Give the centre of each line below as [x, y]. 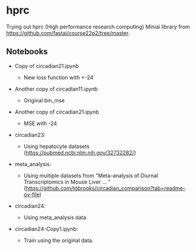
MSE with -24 [40, 123]
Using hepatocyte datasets [57, 146]
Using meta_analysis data [55, 217]
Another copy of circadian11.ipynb [56, 89]
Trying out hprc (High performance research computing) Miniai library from [98, 27]
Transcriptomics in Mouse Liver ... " [67, 182]
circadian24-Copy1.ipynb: [46, 229]
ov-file [31, 194]
